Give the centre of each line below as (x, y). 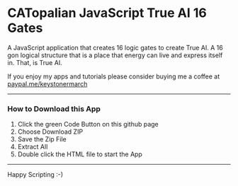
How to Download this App (54, 109)
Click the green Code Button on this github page (88, 124)
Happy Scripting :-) (35, 175)
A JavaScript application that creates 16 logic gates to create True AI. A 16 (115, 47)
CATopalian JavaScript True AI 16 (107, 13)
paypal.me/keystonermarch (47, 83)
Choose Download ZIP (50, 132)
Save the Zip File (42, 139)
